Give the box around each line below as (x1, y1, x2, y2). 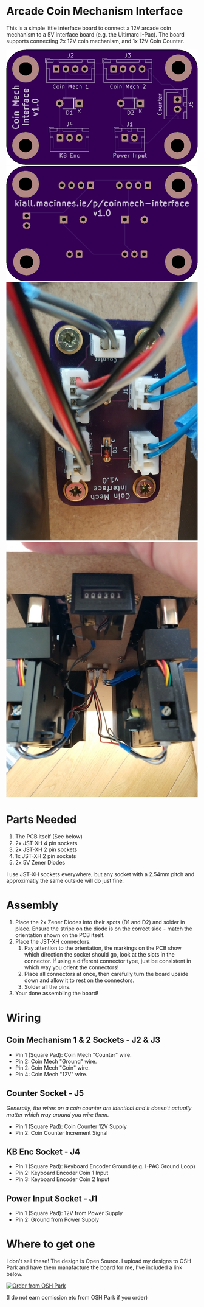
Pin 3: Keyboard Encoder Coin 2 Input (15, 1176, 110, 1183)
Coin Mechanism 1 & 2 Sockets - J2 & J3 (6, 1035, 161, 1045)
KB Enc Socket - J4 (6, 1147, 81, 1157)
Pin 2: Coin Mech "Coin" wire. (15, 1064, 90, 1072)
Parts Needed (6, 813, 77, 827)
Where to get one (6, 1237, 95, 1251)
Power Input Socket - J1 (6, 1193, 98, 1204)
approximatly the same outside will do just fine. (6, 877, 124, 884)
